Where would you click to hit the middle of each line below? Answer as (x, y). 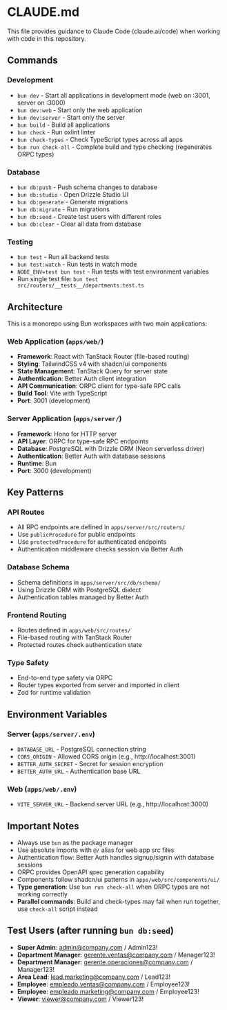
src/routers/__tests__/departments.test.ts (81, 286)
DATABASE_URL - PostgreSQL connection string (81, 749)
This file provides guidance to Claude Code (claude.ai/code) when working (114, 31)
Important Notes (43, 826)
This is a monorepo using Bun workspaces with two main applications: (107, 324)
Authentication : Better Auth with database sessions (91, 456)
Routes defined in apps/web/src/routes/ (74, 630)
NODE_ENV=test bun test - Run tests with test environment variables (113, 272)
